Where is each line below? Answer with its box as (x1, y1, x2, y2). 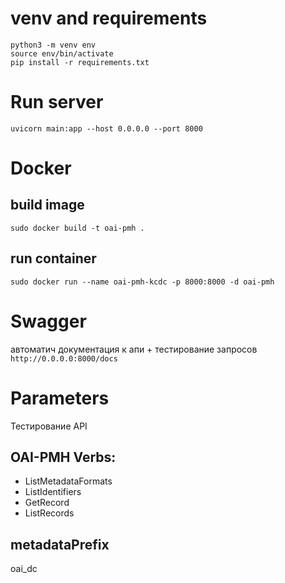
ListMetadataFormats (24, 475, 113, 487)
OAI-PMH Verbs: (10, 448, 117, 466)
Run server (10, 91, 104, 114)
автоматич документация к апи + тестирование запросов (10, 343, 258, 355)
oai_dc (10, 563, 38, 575)
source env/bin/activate (10, 48, 114, 59)
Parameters (10, 387, 110, 409)
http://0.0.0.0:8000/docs (10, 353, 118, 364)
